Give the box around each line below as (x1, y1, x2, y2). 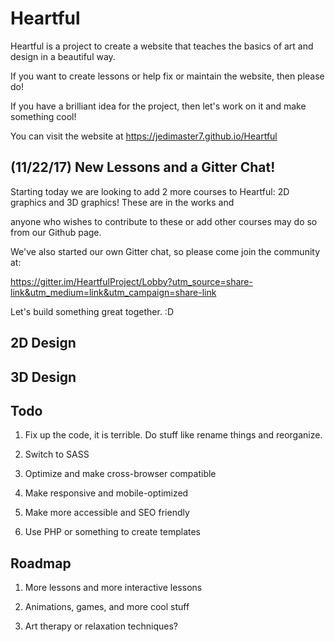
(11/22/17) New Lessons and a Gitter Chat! (10, 159, 276, 176)
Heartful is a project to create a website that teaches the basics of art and (10, 40, 314, 52)
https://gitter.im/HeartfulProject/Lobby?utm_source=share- (10, 275, 253, 287)
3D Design (10, 368, 77, 386)
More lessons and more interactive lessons (24, 582, 203, 594)
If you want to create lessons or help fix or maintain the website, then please (10, 70, 325, 82)
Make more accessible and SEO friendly (24, 507, 190, 519)
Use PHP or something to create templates (24, 526, 201, 538)
